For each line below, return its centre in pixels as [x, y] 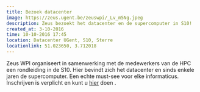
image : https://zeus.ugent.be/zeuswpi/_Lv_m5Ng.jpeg [75, 18]
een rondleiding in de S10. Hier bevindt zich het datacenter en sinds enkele [100, 69]
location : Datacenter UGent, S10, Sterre [60, 40]
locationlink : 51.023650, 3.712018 [52, 46]
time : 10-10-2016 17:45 [37, 35]
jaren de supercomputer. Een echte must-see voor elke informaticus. [93, 76]
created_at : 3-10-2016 [35, 29]
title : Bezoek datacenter [39, 12]
